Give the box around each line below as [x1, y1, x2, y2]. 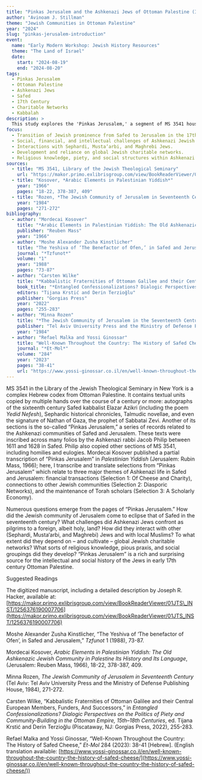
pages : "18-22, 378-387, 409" [17, 188, 93, 194]
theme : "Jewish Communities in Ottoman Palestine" [6, 20, 136, 26]
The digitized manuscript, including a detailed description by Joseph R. [6, 586, 183, 593]
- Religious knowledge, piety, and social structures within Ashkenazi [11, 155, 195, 161]
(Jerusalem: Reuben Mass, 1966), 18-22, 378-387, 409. [6, 661, 143, 668]
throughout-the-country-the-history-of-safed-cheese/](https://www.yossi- [6, 754, 192, 761]
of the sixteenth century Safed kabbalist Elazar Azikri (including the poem [6, 404, 189, 411]
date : [11, 54, 26, 60]
